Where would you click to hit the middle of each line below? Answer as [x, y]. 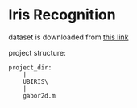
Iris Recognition [62, 15]
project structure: [37, 52]
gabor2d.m [39, 96]
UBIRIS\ [35, 81]
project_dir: [30, 67]
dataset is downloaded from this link [68, 37]
